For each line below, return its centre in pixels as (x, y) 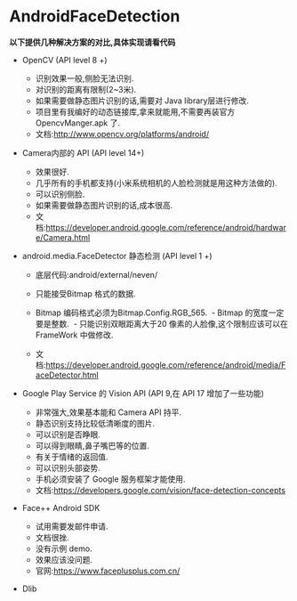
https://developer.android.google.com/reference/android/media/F (166, 365)
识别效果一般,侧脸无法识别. (84, 78)
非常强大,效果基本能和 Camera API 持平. (108, 412)
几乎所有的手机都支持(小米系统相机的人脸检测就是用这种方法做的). (156, 183)
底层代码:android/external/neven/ (96, 274)
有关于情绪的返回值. (72, 457)
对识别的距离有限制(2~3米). (86, 89)
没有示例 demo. (64, 548)
